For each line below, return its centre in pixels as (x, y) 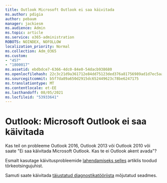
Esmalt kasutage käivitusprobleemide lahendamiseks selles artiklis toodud (81, 161)
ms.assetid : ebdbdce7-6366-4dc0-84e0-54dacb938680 (59, 70)
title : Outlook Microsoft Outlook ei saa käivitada (60, 10)
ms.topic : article (24, 33)
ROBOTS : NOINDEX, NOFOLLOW (33, 42)
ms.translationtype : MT (30, 83)
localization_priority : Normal (38, 46)
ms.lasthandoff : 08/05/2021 (34, 92)
